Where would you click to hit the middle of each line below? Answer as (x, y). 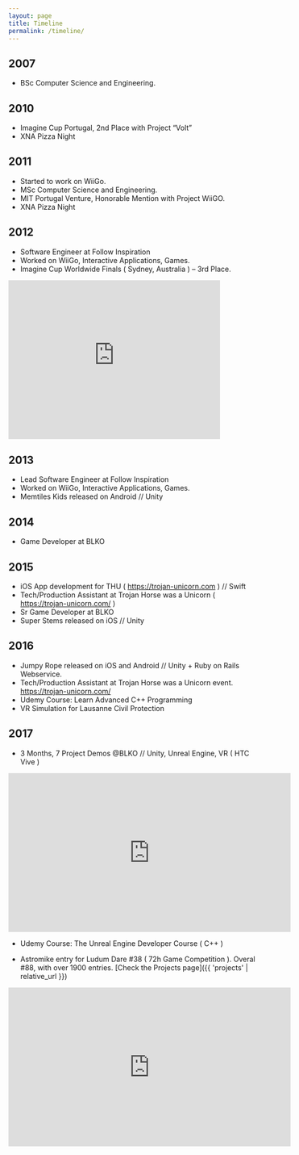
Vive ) (30, 762)
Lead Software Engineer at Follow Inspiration (94, 479)
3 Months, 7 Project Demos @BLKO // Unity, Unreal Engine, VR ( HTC (135, 753)
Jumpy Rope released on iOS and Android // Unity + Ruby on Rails (130, 665)
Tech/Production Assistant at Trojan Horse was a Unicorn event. (127, 682)
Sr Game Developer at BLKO (67, 612)
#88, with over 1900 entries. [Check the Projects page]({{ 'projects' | (134, 967)
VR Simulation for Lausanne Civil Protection (92, 708)
